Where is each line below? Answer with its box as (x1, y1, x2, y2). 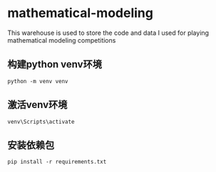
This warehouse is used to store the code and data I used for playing (7, 28, 209, 37)
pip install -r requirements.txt (7, 158, 107, 166)
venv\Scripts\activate (7, 118, 75, 125)
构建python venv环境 (7, 58, 102, 70)
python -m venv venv (7, 77, 69, 85)
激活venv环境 (7, 99, 68, 111)
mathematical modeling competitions (7, 36, 116, 44)
